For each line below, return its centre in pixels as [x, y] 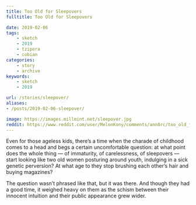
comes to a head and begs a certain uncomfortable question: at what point [96, 147]
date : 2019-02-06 [27, 27]
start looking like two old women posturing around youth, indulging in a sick [97, 160]
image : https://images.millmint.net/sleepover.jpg [69, 119]
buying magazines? [29, 172]
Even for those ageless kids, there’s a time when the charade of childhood [95, 141]
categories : [20, 60]
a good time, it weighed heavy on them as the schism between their [87, 190]
